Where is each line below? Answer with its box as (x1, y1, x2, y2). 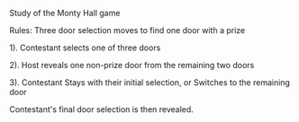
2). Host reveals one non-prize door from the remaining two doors (9, 60, 255, 70)
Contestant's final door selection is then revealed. (9, 104, 194, 115)
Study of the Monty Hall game (9, 8, 121, 18)
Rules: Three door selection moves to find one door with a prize (9, 25, 246, 35)
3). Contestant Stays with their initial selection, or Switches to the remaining (9, 77, 291, 88)
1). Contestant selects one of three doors (9, 42, 161, 53)
